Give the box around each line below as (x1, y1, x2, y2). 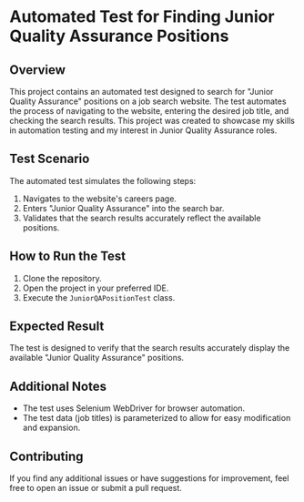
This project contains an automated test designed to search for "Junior (9, 87, 274, 97)
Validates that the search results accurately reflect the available (22, 212, 261, 223)
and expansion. (22, 422, 81, 434)
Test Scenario (9, 151, 90, 167)
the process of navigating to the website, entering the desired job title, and (9, 106, 289, 116)
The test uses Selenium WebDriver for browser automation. (22, 403, 246, 414)
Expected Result (9, 319, 105, 334)
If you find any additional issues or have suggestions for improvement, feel (9, 473, 289, 484)
